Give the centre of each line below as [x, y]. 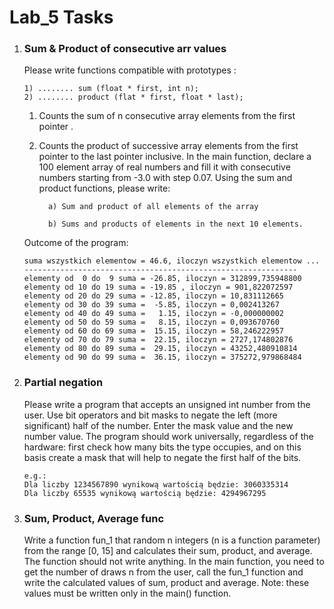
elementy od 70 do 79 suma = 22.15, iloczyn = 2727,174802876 [158, 340]
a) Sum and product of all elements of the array [153, 207]
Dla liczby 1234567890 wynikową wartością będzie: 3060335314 [156, 484]
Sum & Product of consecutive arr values [125, 49]
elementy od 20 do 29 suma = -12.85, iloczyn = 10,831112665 [154, 296]
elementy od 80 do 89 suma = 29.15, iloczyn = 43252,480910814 [160, 349]
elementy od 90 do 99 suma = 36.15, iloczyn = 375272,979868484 [162, 357]
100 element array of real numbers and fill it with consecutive [164, 167]
